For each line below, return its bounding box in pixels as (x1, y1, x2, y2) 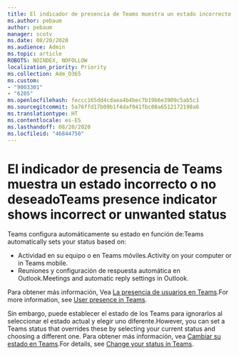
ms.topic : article (7, 51, 62, 58)
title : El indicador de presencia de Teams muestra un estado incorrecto (7, 10, 232, 18)
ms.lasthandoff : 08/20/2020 (7, 123, 91, 131)
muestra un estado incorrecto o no (7, 176, 216, 192)
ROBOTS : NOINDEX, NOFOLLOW (7, 57, 88, 64)
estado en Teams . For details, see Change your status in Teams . (7, 340, 194, 349)
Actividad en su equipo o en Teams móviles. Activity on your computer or (17, 251, 232, 260)
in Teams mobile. (17, 259, 68, 268)
